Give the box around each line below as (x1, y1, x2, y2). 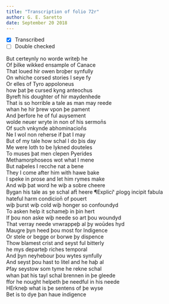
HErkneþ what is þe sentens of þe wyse (6, 284, 104, 291)
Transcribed (14, 36, 44, 44)
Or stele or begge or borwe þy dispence (6, 233, 104, 240)
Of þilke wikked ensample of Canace (6, 61, 96, 69)
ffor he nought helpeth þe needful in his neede (6, 278, 120, 285)
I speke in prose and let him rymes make (6, 175, 105, 182)
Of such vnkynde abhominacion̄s (6, 125, 87, 132)
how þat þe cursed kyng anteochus (6, 86, 93, 94)
